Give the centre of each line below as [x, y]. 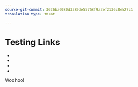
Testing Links [33, 42]
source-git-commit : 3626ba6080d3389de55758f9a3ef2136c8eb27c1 [69, 9]
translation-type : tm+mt [30, 14]
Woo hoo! [15, 80]
